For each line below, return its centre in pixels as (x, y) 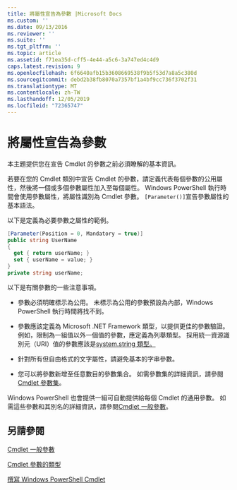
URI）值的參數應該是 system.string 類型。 (96, 344)
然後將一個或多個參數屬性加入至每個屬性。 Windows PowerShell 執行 (120, 187)
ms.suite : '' (26, 40)
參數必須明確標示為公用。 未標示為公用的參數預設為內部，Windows (115, 302)
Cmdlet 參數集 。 (41, 383)
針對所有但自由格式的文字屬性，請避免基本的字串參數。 (98, 359)
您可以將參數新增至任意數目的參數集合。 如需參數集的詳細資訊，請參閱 (120, 374)
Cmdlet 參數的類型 (34, 464)
